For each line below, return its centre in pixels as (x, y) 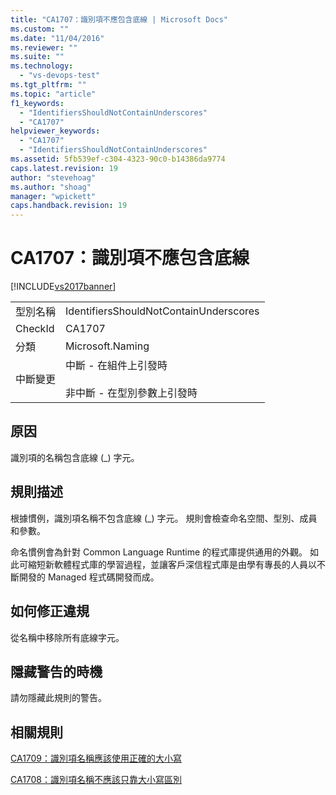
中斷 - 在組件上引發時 (116, 366)
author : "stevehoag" (53, 177)
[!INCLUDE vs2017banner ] (63, 287)
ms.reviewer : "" (44, 47)
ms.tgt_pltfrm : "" (48, 85)
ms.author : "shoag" (51, 187)
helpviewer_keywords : (55, 131)
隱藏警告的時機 (56, 671)
